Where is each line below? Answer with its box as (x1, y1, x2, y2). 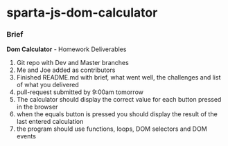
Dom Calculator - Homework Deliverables (6, 45, 127, 53)
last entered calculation (16, 118, 84, 126)
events (16, 132, 36, 140)
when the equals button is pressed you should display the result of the (16, 110, 218, 118)
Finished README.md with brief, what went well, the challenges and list (16, 73, 221, 82)
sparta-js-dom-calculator (6, 5, 158, 21)
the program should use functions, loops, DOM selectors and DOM (16, 125, 207, 133)
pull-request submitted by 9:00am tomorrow (16, 88, 143, 96)
